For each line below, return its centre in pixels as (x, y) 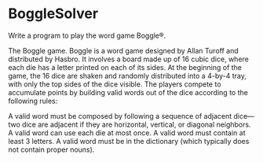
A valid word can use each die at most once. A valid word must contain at (127, 133)
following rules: (33, 101)
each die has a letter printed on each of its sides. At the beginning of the (125, 67)
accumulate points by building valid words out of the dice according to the (128, 92)
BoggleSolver (53, 14)
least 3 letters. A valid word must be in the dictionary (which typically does (129, 141)
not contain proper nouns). (51, 149)
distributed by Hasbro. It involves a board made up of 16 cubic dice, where (128, 59)
